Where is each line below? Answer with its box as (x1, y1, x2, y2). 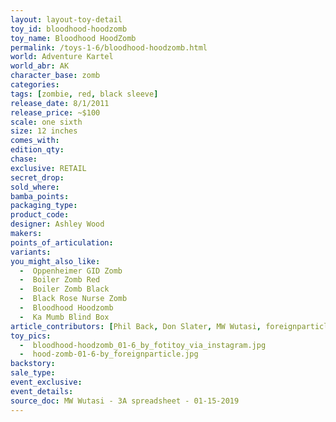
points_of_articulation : (10, 237, 114, 248)
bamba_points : (10, 191, 70, 201)
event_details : (10, 386, 74, 396)
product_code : (10, 210, 70, 220)
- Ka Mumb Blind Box (19, 312, 110, 322)
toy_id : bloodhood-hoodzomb (10, 24, 128, 34)
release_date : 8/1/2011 (10, 98, 110, 108)
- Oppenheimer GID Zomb (19, 266, 123, 276)
